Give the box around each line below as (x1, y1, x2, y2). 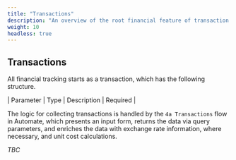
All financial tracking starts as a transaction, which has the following (7, 75, 206, 83)
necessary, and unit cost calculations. (7, 132, 118, 141)
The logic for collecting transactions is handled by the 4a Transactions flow (7, 110, 228, 118)
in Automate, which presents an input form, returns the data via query (7, 117, 211, 125)
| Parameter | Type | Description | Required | (7, 96, 136, 104)
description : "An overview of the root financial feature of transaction (7, 17, 230, 24)
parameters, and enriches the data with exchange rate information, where (7, 125, 222, 133)
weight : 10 (7, 23, 40, 30)
